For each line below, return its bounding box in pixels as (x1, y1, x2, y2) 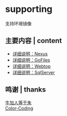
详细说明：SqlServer (12, 69, 55, 75)
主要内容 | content (5, 36, 62, 45)
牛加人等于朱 (5, 100, 31, 106)
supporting (5, 3, 52, 15)
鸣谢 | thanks (5, 86, 46, 94)
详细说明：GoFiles (12, 57, 50, 63)
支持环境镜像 (5, 20, 31, 26)
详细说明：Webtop (12, 63, 51, 69)
